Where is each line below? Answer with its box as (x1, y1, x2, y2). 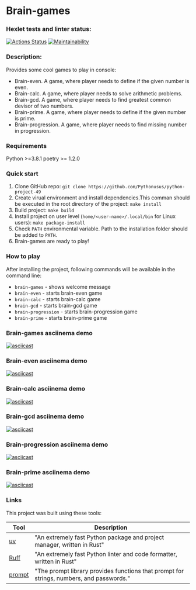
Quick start (6, 170, 39, 178)
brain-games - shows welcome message (14, 283, 111, 290)
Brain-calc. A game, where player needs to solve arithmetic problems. (14, 89, 183, 97)
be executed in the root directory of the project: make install (14, 201, 162, 208)
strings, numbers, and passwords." (34, 574, 130, 582)
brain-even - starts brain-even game (14, 289, 103, 296)
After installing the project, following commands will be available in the (6, 265, 176, 272)
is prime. (14, 115, 36, 122)
